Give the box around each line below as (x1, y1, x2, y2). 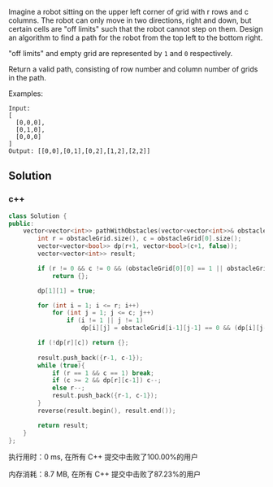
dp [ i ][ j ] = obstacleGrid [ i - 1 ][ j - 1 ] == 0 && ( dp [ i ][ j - (80, 324, 267, 333)
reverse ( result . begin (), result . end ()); (37, 407, 176, 415)
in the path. (8, 73, 47, 82)
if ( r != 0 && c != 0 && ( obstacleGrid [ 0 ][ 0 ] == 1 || (37, 264, 223, 272)
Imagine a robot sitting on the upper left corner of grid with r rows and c (8, 7, 249, 16)
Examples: (8, 89, 43, 98)
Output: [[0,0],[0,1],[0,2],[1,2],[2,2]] (8, 147, 151, 155)
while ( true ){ (37, 361, 85, 369)
